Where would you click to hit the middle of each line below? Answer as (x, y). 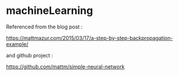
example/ (17, 44)
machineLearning (50, 11)
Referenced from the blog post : (44, 27)
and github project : (30, 55)
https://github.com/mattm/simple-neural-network (65, 66)
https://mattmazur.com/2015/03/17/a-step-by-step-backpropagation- (89, 38)
